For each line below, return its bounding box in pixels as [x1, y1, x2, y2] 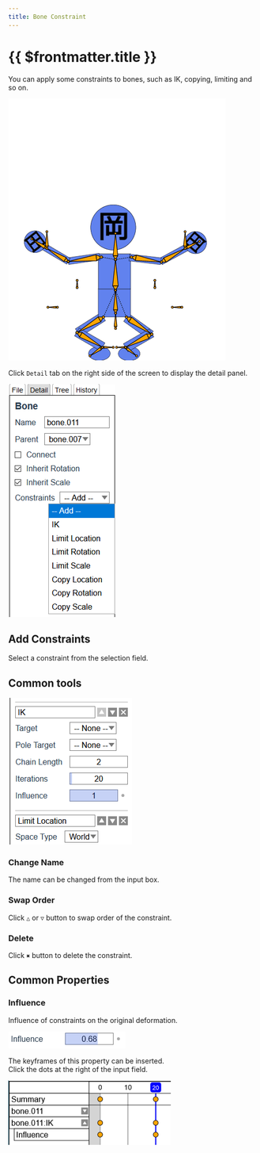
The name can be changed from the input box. [8, 875, 160, 884]
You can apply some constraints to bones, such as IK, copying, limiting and [8, 74, 253, 83]
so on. [8, 82, 29, 92]
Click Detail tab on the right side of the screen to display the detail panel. [8, 368, 248, 377]
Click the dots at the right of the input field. [8, 1064, 149, 1074]
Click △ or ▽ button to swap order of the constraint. [8, 913, 172, 922]
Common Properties [8, 974, 110, 987]
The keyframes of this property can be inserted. [8, 1055, 164, 1066]
